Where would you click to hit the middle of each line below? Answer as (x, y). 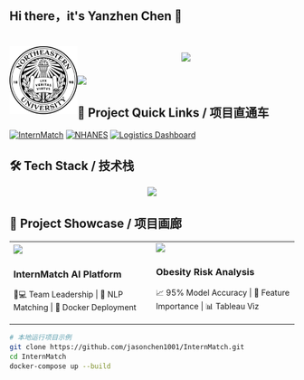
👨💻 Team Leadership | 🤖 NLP (68, 294)
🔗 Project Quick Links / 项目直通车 (173, 113)
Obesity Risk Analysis (205, 272)
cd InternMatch (38, 357)
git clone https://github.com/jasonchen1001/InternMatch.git (127, 347)
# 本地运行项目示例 (41, 337)
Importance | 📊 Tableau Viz (208, 306)
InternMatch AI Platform (67, 274)
